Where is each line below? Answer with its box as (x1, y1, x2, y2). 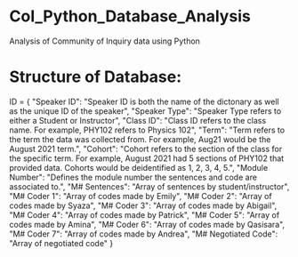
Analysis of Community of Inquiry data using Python (9, 36, 200, 46)
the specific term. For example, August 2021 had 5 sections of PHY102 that (9, 153, 285, 164)
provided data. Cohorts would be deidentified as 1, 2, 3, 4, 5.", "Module (9, 162, 269, 173)
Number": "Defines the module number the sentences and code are (9, 172, 258, 182)
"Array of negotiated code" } (9, 237, 114, 248)
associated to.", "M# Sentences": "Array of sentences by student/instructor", (9, 181, 290, 192)
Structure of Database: (9, 67, 182, 87)
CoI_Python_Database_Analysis (9, 6, 251, 27)
